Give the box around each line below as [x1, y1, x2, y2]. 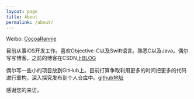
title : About [6, 14, 38, 20]
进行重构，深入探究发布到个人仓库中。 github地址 [6, 74, 124, 82]
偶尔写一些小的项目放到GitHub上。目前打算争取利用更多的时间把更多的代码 [6, 67, 187, 74]
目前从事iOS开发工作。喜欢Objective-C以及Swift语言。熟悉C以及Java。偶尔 [6, 47, 189, 54]
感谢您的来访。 [6, 87, 42, 94]
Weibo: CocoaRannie [6, 36, 57, 43]
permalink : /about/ [6, 19, 54, 25]
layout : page [6, 8, 38, 15]
